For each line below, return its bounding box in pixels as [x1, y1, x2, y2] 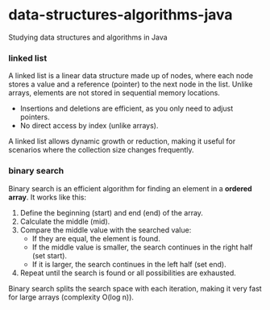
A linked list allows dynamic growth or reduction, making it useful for [8, 136, 236, 146]
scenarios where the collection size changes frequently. [8, 145, 194, 155]
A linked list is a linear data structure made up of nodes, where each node [8, 71, 254, 81]
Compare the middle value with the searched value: [19, 224, 192, 235]
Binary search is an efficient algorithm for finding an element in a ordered [8, 183, 252, 193]
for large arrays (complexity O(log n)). [8, 292, 135, 302]
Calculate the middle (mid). [19, 216, 110, 226]
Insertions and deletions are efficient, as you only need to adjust [19, 103, 234, 114]
